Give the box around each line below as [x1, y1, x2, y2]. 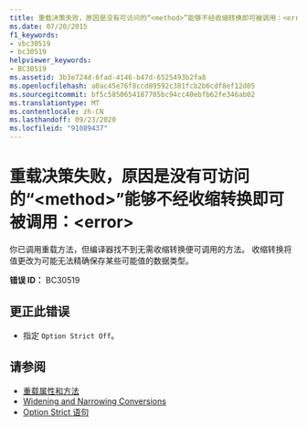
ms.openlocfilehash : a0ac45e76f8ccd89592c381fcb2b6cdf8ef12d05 [9, 81, 256, 91]
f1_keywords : [9, 30, 59, 39]
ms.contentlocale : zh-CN [9, 107, 104, 116]
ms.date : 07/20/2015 [9, 22, 89, 31]
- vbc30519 [9, 38, 51, 48]
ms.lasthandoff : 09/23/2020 [9, 115, 117, 124]
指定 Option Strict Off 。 [22, 330, 120, 341]
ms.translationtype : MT [9, 98, 101, 108]
